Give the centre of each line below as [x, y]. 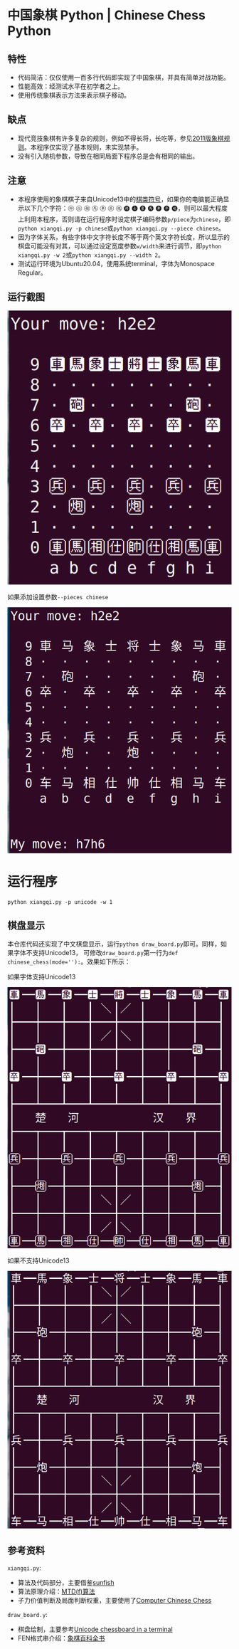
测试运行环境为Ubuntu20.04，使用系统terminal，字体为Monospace [116, 263]
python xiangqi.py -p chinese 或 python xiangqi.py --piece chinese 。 [121, 228]
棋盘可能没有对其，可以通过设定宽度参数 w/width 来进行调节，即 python [119, 246]
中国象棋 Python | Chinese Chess [107, 15]
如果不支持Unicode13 [38, 1260]
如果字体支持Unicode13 [42, 977]
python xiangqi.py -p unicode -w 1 [60, 902]
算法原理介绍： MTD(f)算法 [56, 1591]
